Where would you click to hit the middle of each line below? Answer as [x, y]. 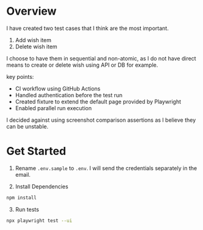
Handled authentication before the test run [69, 95]
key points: [20, 76]
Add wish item [33, 40]
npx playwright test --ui [39, 221]
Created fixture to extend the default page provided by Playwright [98, 102]
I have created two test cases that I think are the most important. [88, 28]
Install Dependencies [42, 186]
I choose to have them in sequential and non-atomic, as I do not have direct [102, 58]
